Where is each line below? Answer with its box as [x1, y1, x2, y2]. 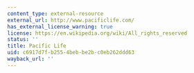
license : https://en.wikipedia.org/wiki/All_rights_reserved [7, 29, 188, 37]
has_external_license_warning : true [7, 23, 113, 30]
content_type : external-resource [7, 10, 104, 17]
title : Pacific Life [7, 42, 67, 49]
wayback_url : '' [7, 56, 54, 63]
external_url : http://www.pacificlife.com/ [7, 17, 135, 24]
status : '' [7, 36, 39, 43]
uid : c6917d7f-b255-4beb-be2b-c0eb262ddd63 [7, 49, 135, 56]
